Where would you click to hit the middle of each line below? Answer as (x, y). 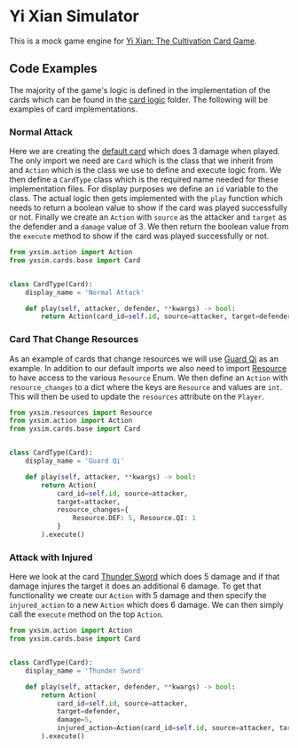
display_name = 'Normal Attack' (85, 292)
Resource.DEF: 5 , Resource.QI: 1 (134, 518)
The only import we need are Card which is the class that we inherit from (141, 160)
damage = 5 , (74, 720)
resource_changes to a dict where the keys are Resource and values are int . (146, 386)
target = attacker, (89, 502)
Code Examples (53, 69)
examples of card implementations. (74, 109)
